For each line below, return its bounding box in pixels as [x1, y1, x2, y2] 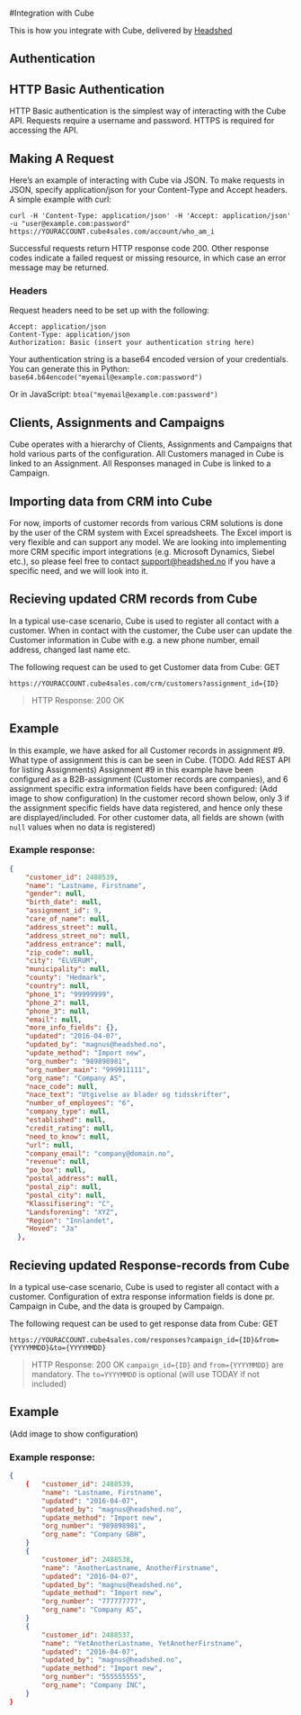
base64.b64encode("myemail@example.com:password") [9, 373, 203, 382]
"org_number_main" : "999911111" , [25, 1065, 151, 1075]
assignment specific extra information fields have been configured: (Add [9, 783, 279, 794]
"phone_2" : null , [25, 998, 91, 1007]
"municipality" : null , [25, 965, 111, 974]
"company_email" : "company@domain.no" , [25, 1148, 175, 1158]
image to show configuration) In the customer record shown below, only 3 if [9, 793, 290, 803]
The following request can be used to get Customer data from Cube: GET [9, 661, 280, 672]
